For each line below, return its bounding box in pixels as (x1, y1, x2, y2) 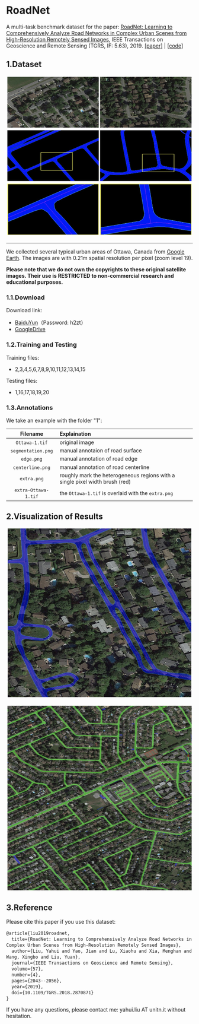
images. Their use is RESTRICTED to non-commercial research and (6, 272, 174, 280)
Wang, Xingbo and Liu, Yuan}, (6, 954, 81, 960)
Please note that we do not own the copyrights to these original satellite (6, 266, 187, 273)
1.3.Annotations (6, 403, 53, 411)
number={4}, (11, 972, 41, 978)
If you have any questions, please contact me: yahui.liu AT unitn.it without (6, 1006, 186, 1013)
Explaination (59, 430, 91, 437)
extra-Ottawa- (14, 487, 49, 493)
